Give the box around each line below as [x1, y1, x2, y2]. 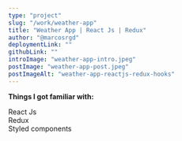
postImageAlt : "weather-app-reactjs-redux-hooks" [8, 70, 176, 78]
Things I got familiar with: [8, 91, 94, 101]
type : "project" [8, 11, 62, 20]
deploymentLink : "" [8, 41, 73, 49]
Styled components [8, 124, 72, 133]
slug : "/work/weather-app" [8, 19, 97, 27]
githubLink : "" [8, 48, 59, 56]
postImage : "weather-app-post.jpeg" [8, 63, 129, 71]
